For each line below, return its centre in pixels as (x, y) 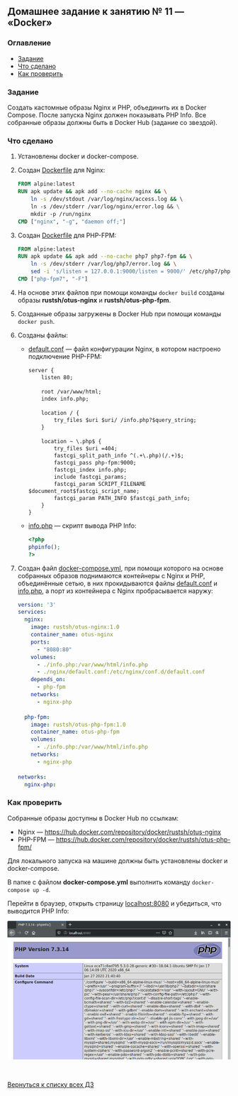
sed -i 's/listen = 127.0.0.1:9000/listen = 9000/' (108, 272)
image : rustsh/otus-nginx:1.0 (75, 627)
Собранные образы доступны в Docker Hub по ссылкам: (93, 818)
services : (32, 612)
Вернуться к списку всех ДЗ (51, 1084)
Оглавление (29, 43)
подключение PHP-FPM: (65, 356)
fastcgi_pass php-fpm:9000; (95, 462)
